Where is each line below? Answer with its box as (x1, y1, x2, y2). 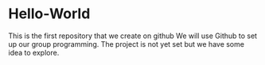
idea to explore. (8, 48, 60, 57)
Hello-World (8, 5, 91, 23)
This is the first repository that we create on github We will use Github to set (8, 31, 257, 40)
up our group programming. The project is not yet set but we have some (8, 39, 245, 48)
